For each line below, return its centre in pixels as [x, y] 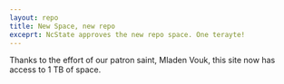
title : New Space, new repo [63, 26]
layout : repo [34, 18]
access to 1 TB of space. [55, 70]
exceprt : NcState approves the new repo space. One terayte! [127, 34]
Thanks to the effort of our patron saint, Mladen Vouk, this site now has [142, 61]
